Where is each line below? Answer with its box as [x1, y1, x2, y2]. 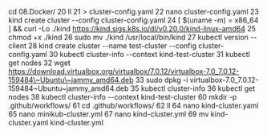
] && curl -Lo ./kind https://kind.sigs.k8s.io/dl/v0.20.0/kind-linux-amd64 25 [8, 24, 257, 33]
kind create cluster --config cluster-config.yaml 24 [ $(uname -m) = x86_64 [8, 15, 259, 25]
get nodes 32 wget [8, 58, 71, 67]
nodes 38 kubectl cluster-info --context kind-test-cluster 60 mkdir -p [8, 92, 237, 101]
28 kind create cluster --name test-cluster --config [27, 41, 197, 51]
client [8, 41, 26, 51]
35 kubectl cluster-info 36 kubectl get [130, 84, 256, 93]
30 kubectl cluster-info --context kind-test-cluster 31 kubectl [49, 50, 250, 59]
